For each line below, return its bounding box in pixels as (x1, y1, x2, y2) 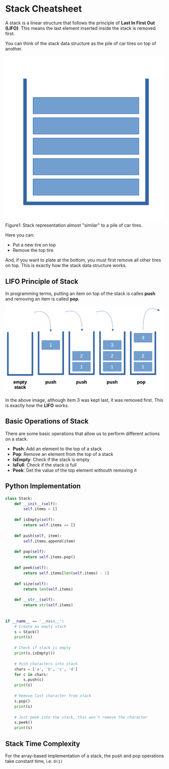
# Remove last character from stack (14, 694, 92, 699)
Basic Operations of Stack (5, 417, 89, 425)
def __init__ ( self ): (14, 501, 58, 506)
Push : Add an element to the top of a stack (12, 446, 102, 452)
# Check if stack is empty (14, 646, 71, 651)
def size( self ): (14, 581, 49, 586)
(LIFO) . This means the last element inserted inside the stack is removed (5, 25, 156, 31)
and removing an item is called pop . (5, 296, 80, 302)
